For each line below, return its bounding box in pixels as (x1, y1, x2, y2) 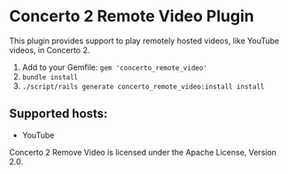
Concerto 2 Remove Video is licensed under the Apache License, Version (9, 147, 277, 157)
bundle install (21, 72, 79, 81)
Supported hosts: (9, 106, 108, 121)
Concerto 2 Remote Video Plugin (9, 6, 254, 26)
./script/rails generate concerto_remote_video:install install (21, 82, 265, 91)
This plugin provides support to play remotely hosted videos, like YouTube (9, 35, 280, 46)
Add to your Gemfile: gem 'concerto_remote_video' (21, 62, 208, 72)
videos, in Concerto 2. (9, 44, 90, 55)
